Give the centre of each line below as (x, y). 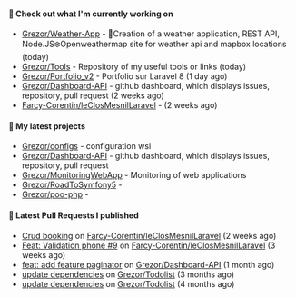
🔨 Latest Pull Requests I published (74, 215)
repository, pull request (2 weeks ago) (93, 95)
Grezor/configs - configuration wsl (86, 146)
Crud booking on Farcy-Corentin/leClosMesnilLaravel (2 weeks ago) (149, 235)
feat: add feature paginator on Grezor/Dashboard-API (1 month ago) (148, 264)
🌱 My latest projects (47, 126)
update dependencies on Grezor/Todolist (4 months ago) (128, 283)
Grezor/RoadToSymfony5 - (72, 185)
